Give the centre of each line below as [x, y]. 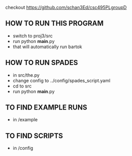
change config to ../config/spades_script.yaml [61, 80]
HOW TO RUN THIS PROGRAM [54, 23]
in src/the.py [26, 75]
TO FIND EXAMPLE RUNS [46, 108]
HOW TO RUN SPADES [42, 63]
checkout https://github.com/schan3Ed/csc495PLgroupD [66, 7]
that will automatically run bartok [47, 47]
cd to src [22, 86]
